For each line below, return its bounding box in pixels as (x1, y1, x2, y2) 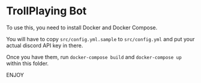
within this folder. (6, 60, 49, 67)
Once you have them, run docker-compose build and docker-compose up (6, 53, 182, 60)
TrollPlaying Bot (6, 4, 87, 18)
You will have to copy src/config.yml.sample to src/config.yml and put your (6, 35, 195, 42)
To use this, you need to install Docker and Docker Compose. (6, 24, 158, 31)
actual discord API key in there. (6, 42, 83, 49)
